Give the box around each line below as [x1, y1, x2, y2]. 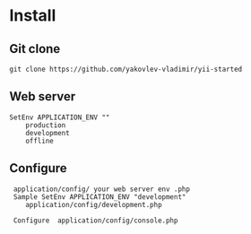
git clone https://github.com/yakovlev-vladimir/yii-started [9, 65, 243, 74]
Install [9, 5, 56, 26]
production [25, 120, 66, 130]
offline [25, 136, 54, 145]
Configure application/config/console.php [13, 216, 178, 225]
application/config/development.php [25, 200, 163, 209]
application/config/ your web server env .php [13, 185, 191, 194]
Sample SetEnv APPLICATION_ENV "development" [13, 192, 186, 202]
